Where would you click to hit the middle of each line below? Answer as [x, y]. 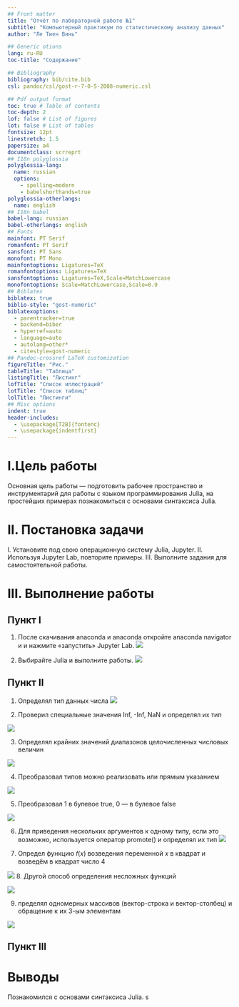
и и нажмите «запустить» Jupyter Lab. [76, 646]
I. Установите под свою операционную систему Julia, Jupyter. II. [105, 550]
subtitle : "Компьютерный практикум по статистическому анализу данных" [116, 27]
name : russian [35, 172]
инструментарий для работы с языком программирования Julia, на [111, 494]
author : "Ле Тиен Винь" [43, 34]
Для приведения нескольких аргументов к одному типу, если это [118, 831]
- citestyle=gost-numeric [52, 351]
